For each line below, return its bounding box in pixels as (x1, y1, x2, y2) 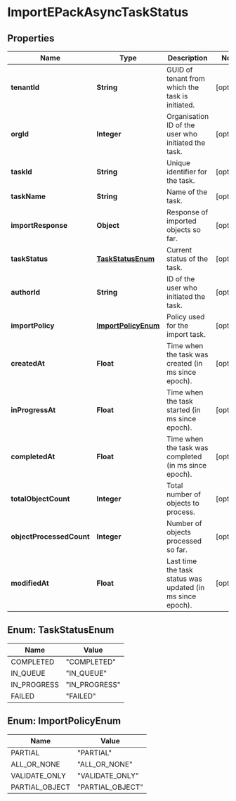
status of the (166, 254, 209, 264)
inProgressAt (11, 405, 56, 415)
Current (166, 245, 192, 255)
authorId (11, 288, 41, 297)
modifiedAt (11, 578, 49, 588)
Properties (7, 32, 55, 44)
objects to (166, 499, 200, 508)
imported (166, 216, 197, 226)
